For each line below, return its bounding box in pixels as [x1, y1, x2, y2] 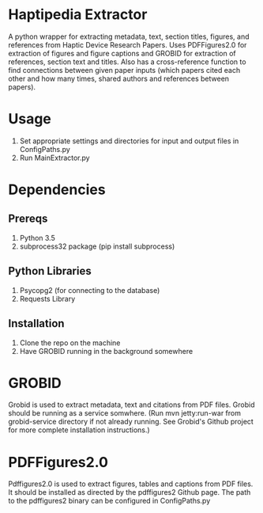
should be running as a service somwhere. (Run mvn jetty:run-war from [8, 408, 241, 418]
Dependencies [8, 180, 106, 199]
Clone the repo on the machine [19, 338, 121, 348]
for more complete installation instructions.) [8, 425, 150, 435]
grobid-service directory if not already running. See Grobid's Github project [8, 417, 254, 427]
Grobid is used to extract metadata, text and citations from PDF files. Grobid [8, 400, 255, 409]
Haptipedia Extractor [8, 6, 148, 24]
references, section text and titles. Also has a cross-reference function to [8, 57, 246, 66]
